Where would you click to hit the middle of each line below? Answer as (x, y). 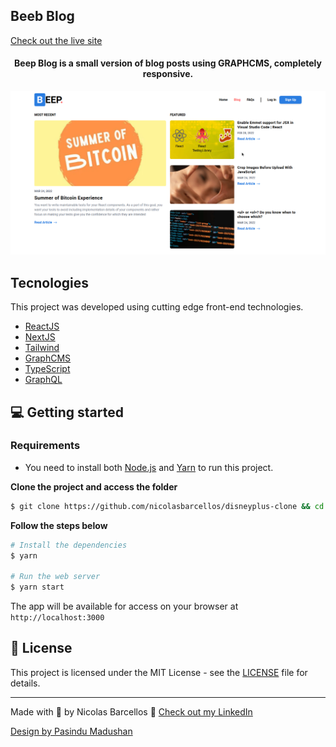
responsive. (168, 74)
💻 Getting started (67, 412)
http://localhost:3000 (57, 618)
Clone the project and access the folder (94, 486)
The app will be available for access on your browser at (124, 606)
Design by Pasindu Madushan (71, 731)
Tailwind (42, 348)
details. (25, 683)
